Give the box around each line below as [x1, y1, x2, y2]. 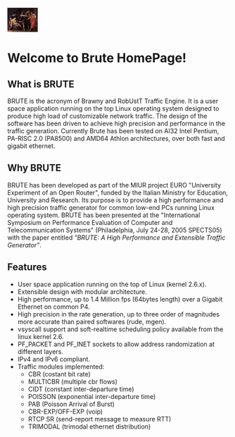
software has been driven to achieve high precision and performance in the [7, 119, 226, 128]
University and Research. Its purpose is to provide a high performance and [7, 195, 224, 204]
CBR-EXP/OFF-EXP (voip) [27, 407, 103, 416]
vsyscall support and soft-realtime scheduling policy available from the [17, 325, 224, 333]
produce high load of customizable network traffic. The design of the [7, 112, 208, 120]
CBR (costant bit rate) [27, 369, 91, 378]
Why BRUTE [7, 162, 61, 174]
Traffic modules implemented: [17, 362, 105, 371]
